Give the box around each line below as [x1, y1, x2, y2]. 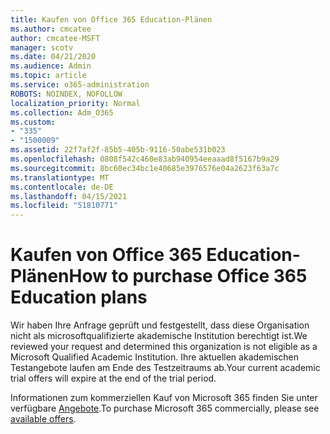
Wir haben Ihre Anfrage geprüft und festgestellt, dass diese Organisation [10, 319, 310, 331]
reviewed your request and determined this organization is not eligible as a [10, 341, 318, 353]
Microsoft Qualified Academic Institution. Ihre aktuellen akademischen [10, 351, 299, 363]
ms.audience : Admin [10, 61, 92, 71]
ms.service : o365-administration [10, 80, 150, 90]
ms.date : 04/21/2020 [10, 52, 97, 62]
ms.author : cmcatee [10, 24, 92, 34]
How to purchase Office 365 [68, 265, 308, 288]
